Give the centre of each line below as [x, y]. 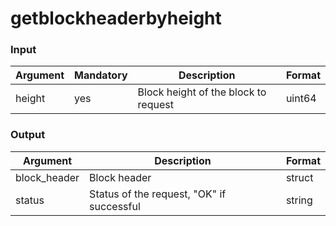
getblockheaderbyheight [116, 18]
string [299, 200]
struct [299, 177]
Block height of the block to [202, 92]
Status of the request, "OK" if [158, 194]
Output [28, 135]
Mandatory [101, 75]
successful [115, 206]
